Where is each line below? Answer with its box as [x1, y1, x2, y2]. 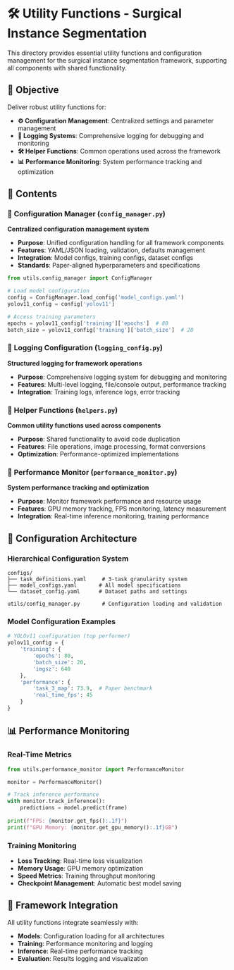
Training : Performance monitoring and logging [17, 939, 154, 947]
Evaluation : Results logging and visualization [17, 954, 149, 962]
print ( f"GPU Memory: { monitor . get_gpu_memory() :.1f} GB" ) [7, 823, 178, 831]
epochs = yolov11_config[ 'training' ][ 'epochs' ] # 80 [7, 320, 169, 327]
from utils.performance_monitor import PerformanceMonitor [7, 766, 185, 773]
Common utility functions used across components [7, 421, 161, 430]
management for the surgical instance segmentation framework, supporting [7, 56, 228, 64]
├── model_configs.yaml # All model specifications [7, 582, 181, 589]
